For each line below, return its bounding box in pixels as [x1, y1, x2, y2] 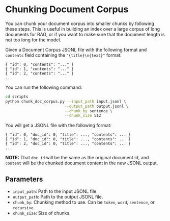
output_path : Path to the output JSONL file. [12, 194, 103, 200]
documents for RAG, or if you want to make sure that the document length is [5, 31, 165, 37]
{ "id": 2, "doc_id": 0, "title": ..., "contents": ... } [5, 141, 131, 146]
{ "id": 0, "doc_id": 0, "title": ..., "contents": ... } [5, 132, 131, 137]
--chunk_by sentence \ [64, 108, 113, 113]
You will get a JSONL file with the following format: [5, 122, 112, 129]
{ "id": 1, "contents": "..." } [5, 66, 74, 71]
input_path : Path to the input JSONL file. [12, 188, 98, 194]
